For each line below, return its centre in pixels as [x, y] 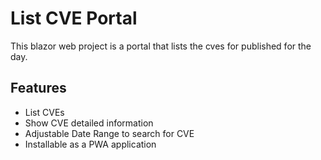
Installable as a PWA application [90, 144]
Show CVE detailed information [89, 123]
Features [38, 88]
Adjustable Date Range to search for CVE [109, 133]
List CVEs [44, 112]
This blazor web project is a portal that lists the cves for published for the [161, 46]
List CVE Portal [74, 18]
